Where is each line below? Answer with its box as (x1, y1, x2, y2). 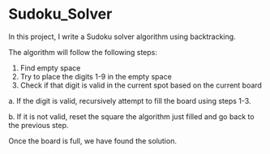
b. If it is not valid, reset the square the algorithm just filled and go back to (8, 111, 255, 122)
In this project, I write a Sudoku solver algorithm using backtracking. (8, 32, 237, 41)
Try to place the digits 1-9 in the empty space (19, 71, 172, 81)
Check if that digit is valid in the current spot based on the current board (19, 80, 262, 90)
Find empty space (19, 62, 81, 73)
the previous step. (8, 120, 69, 130)
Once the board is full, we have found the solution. (8, 135, 177, 146)
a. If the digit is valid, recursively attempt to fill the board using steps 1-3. (8, 96, 251, 105)
